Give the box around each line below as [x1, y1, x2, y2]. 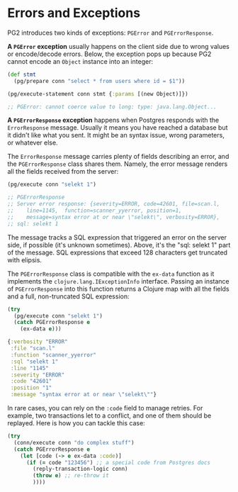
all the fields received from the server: [7, 167, 119, 176]
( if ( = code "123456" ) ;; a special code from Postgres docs [25, 459, 211, 466]
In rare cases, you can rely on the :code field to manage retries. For [7, 404, 203, 413]
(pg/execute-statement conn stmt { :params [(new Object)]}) [7, 90, 189, 97]
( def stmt [7, 71, 37, 78]
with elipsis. [7, 255, 42, 264]
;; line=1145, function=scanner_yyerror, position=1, [7, 207, 182, 214]
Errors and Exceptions [7, 5, 140, 21]
